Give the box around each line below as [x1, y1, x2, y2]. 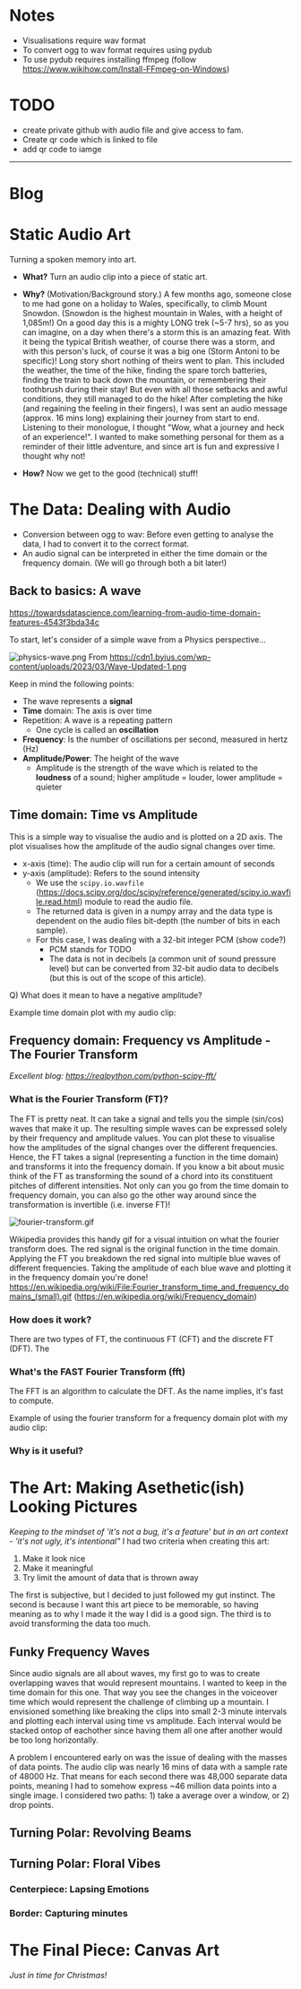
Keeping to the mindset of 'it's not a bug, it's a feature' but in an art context [9, 1527, 288, 1537]
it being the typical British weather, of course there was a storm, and [21, 337, 276, 347]
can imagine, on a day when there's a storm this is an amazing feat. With [21, 327, 291, 337]
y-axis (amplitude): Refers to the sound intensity [21, 867, 200, 878]
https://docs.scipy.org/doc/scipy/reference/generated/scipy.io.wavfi [39, 886, 291, 897]
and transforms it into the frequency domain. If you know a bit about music [9, 1161, 285, 1172]
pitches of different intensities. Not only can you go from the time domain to [9, 1180, 289, 1191]
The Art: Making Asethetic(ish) [9, 1477, 245, 1498]
